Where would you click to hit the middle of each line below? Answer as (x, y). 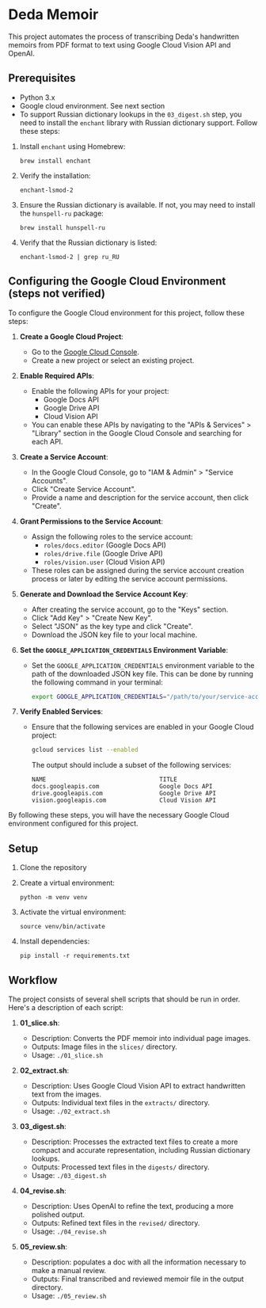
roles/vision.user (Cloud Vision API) (104, 562)
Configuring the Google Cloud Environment (117, 282)
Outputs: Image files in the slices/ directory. (104, 1047)
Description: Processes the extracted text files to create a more (135, 1142)
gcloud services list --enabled (85, 750)
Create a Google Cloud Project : (72, 336)
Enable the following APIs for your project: (100, 391)
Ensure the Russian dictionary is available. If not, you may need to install (137, 204)
